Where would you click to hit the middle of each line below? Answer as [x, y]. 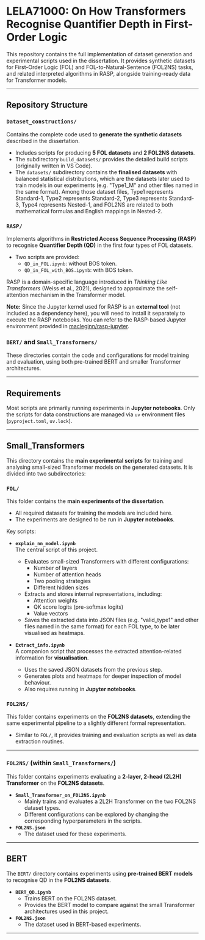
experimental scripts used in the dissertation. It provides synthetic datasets [101, 61]
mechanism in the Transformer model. [78, 295]
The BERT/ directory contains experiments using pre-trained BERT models [100, 873]
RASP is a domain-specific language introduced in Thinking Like [87, 282]
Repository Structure [47, 105]
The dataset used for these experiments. [75, 834]
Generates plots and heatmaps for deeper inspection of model [103, 676]
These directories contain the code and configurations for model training [98, 355]
